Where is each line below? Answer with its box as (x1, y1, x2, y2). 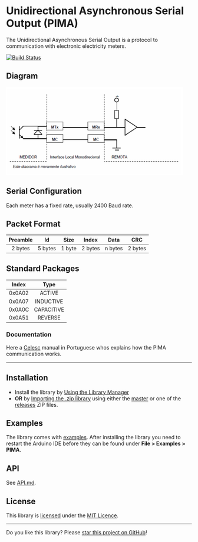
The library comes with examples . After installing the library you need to (6, 434, 181, 441)
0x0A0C (8, 306, 29, 313)
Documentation (6, 331, 52, 339)
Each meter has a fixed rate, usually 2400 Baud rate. (6, 202, 134, 209)
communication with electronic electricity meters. (6, 43, 127, 50)
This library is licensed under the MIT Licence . (6, 512, 119, 519)
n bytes (105, 245, 123, 252)
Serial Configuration (6, 186, 82, 196)
